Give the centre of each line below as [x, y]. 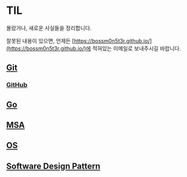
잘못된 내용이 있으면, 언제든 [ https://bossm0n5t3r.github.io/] [79, 40]
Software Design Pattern [53, 166]
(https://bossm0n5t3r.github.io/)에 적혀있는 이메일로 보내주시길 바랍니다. [93, 48]
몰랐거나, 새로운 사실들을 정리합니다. [49, 28]
